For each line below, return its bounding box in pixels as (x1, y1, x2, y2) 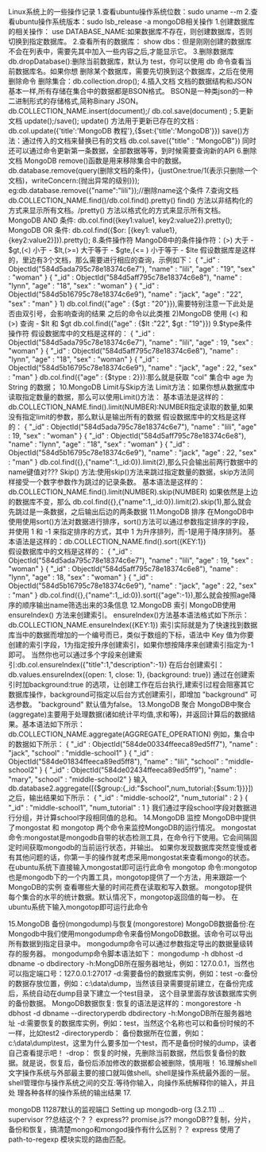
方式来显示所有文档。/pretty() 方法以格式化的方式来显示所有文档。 (8, 206, 226, 215)
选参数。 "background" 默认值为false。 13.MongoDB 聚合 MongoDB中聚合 (8, 700, 252, 709)
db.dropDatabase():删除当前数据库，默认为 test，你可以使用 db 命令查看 (8, 56, 245, 66)
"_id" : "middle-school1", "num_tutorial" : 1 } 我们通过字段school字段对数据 (8, 803, 250, 812)
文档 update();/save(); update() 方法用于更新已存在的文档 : (8, 116, 199, 126)
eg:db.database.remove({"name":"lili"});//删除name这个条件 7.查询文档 (8, 186, 239, 195)
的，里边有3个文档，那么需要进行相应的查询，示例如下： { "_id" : (8, 255, 220, 265)
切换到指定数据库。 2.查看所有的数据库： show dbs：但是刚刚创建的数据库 (8, 37, 253, 46)
